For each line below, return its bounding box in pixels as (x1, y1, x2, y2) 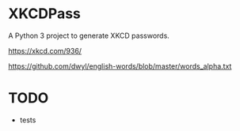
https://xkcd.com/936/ (8, 46, 82, 55)
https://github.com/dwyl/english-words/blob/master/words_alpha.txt (8, 61, 232, 71)
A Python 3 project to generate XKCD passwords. (8, 31, 170, 40)
